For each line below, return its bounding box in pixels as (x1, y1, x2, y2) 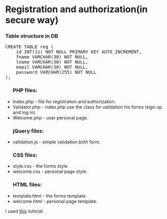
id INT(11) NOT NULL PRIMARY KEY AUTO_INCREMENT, (16, 49, 142, 55)
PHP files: (12, 87, 38, 94)
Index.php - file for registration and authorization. (12, 98, 116, 105)
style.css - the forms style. (12, 163, 69, 169)
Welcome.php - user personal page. (12, 114, 88, 120)
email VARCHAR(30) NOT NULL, (16, 65, 89, 70)
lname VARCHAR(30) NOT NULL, (16, 59, 89, 65)
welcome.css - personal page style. (12, 169, 88, 175)
